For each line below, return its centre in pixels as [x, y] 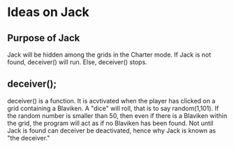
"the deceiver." [29, 138]
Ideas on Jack [48, 12]
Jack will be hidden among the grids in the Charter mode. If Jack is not [109, 54]
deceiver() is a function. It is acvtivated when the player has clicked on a [111, 101]
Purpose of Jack [44, 38]
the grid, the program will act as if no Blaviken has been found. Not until [110, 123]
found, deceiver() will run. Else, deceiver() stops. [78, 62]
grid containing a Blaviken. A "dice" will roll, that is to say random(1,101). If [113, 108]
